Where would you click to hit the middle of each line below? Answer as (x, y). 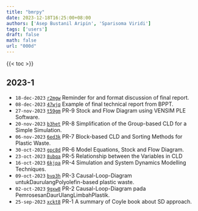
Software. (27, 117)
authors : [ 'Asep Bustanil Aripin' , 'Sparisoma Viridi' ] (79, 23)
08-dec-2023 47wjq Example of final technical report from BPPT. (94, 104)
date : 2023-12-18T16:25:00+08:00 (49, 18)
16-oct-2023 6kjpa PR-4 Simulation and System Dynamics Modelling (101, 162)
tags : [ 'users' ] (27, 29)
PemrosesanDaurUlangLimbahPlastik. (62, 195)
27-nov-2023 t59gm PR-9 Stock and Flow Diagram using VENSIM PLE (100, 110)
